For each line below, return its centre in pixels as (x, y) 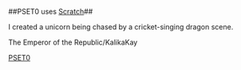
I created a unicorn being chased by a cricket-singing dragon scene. (121, 27)
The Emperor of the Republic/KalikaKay (73, 42)
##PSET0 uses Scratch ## (51, 12)
